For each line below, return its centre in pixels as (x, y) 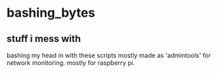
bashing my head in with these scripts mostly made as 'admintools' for (109, 55)
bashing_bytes (51, 13)
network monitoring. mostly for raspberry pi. (71, 63)
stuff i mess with (44, 39)
